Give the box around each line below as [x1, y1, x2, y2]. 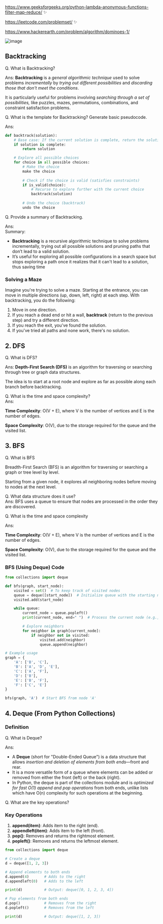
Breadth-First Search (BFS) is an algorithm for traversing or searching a [5, 464, 148, 470]
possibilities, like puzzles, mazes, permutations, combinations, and [5, 99, 138, 105]
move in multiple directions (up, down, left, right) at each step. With [5, 292, 140, 298]
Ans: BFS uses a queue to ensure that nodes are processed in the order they [5, 499, 158, 504]
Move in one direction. [12, 307, 57, 313]
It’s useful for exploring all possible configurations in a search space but [12, 253, 156, 259]
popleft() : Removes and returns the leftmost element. [12, 838, 119, 844]
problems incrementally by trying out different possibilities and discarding [5, 80, 153, 86]
